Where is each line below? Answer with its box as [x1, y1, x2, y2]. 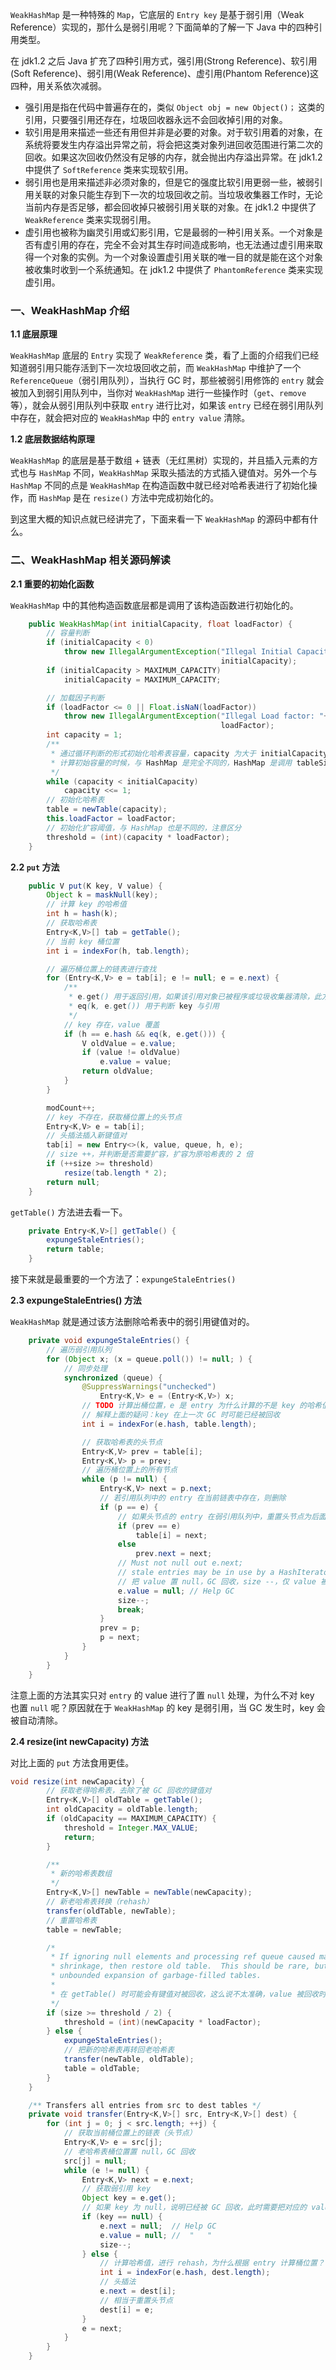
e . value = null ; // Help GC [117, 1586, 235, 1596]
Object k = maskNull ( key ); [46, 890, 159, 900]
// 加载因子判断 [46, 693, 105, 703]
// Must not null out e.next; [117, 1558, 244, 1568]
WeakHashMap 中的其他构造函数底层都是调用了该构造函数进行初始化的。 [10, 599, 299, 611]
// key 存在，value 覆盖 [63, 1019, 160, 1030]
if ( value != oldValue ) [81, 1048, 182, 1058]
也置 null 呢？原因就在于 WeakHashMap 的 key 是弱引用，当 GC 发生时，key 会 [10, 1701, 326, 1713]
